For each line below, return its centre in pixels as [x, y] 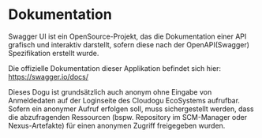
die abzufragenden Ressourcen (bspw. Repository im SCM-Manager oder [127, 117]
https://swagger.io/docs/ [49, 76]
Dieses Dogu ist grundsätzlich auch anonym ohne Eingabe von [110, 91]
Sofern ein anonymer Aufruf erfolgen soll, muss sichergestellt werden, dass [131, 109]
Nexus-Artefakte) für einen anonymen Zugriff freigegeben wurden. [117, 125]
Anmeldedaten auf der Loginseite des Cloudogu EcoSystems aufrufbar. [124, 100]
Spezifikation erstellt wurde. [54, 53]
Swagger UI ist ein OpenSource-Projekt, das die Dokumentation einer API [127, 36]
